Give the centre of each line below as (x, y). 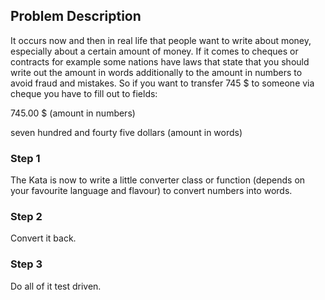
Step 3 (26, 264)
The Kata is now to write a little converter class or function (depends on (158, 180)
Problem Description (76, 16)
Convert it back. (43, 238)
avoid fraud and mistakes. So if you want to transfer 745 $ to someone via (162, 83)
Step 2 (26, 217)
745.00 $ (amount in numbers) (73, 113)
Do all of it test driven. (56, 286)
